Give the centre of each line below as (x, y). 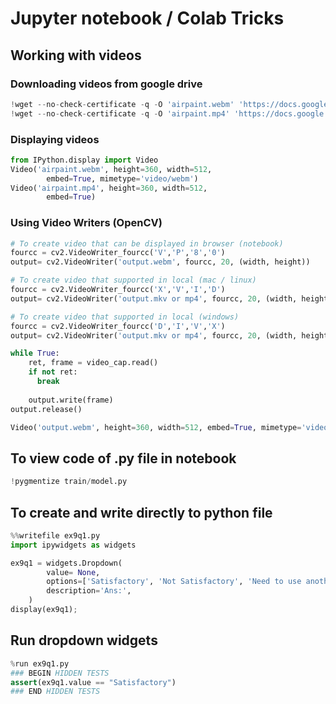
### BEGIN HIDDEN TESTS (60, 673)
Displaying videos (55, 139)
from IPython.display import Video (84, 160)
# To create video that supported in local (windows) (125, 317)
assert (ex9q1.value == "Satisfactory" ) (93, 682)
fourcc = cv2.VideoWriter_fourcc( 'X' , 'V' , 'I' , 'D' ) (118, 290)
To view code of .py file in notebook (123, 458)
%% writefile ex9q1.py (55, 535)
